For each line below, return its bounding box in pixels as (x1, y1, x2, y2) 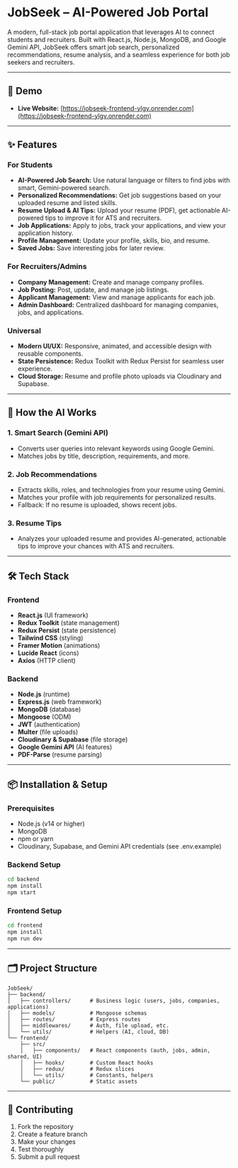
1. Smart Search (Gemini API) (7, 428, 108, 438)
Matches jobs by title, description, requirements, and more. (17, 451, 191, 460)
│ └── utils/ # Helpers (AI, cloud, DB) (7, 1028, 170, 1035)
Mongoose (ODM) (17, 712, 72, 721)
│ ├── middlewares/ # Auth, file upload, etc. (7, 1022, 170, 1029)
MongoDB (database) (17, 705, 81, 714)
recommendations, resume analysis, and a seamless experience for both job (7, 50, 230, 59)
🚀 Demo (7, 85, 42, 97)
